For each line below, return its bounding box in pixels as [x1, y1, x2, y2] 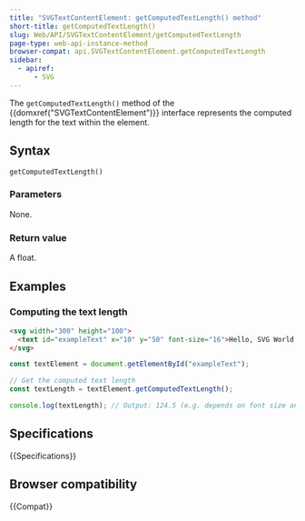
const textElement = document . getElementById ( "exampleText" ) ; [9, 360, 250, 369]
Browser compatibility [9, 476, 138, 492]
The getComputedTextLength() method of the [9, 97, 175, 108]
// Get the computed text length [9, 376, 136, 386]
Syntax [9, 143, 51, 159]
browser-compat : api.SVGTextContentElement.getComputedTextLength [9, 47, 266, 56]
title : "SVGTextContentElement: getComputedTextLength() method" [9, 13, 261, 23]
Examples [9, 278, 66, 294]
